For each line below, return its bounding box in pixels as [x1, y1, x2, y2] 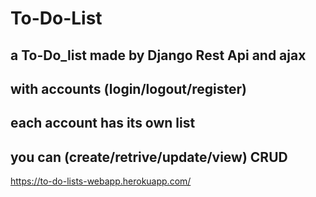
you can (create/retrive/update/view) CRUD [10, 148, 288, 166]
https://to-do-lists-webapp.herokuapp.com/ [10, 175, 192, 187]
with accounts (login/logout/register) [10, 80, 247, 97]
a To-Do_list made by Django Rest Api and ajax [10, 47, 307, 64]
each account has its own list [10, 115, 196, 132]
